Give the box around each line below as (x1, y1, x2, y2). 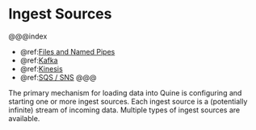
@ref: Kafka (19, 55, 58, 65)
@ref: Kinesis (19, 63, 63, 73)
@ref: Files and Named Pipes (19, 47, 115, 56)
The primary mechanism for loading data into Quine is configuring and (8, 87, 242, 97)
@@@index (8, 31, 48, 41)
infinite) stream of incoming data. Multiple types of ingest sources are (8, 105, 241, 115)
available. (8, 113, 40, 123)
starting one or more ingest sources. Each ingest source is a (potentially (8, 96, 248, 106)
